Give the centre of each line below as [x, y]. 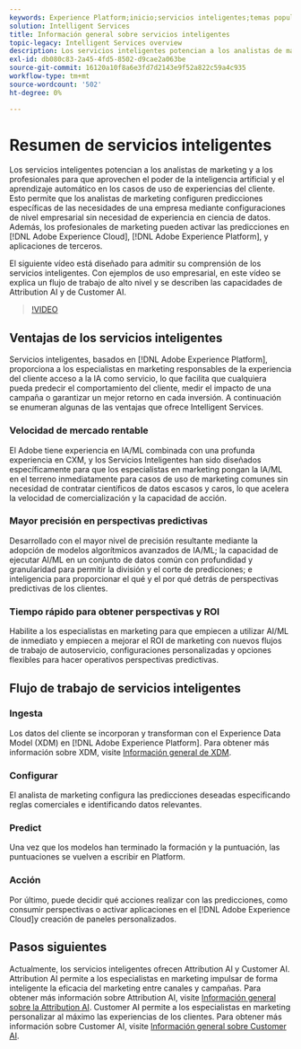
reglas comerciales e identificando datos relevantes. [106, 805]
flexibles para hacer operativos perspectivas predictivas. [114, 660]
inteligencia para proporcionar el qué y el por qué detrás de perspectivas [144, 578]
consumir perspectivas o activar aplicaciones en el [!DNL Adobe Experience [150, 909]
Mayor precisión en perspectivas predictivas [109, 521]
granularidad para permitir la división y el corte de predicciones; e [131, 569]
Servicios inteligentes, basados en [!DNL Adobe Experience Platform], [139, 359]
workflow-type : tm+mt [50, 76]
